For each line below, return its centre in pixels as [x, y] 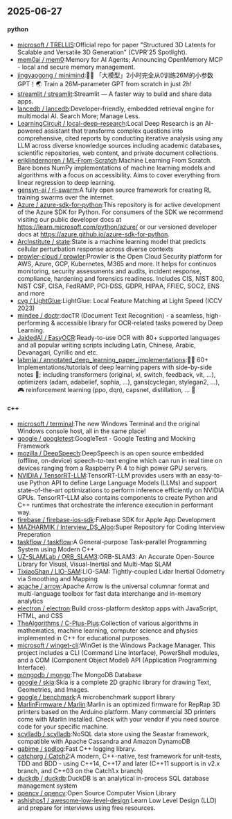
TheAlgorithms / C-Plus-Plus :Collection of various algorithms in [108, 623]
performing [33, 323]
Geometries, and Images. [53, 689]
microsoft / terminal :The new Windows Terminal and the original [108, 423]
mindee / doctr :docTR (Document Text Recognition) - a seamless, [111, 315]
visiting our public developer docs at [69, 219]
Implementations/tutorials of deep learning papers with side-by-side [115, 367]
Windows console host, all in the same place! [82, 431]
